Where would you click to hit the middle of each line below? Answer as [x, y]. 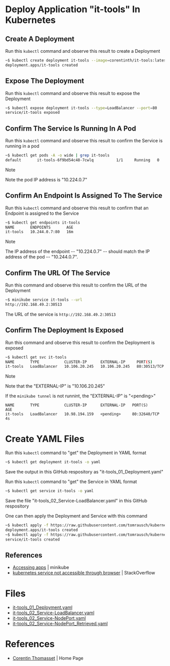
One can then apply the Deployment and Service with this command [76, 516]
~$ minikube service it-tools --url [44, 300]
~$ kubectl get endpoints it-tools [43, 223]
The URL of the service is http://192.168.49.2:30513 [61, 314]
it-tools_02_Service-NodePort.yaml [49, 618]
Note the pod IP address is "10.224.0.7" [46, 179]
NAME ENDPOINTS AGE [39, 227]
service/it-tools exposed [32, 113]
